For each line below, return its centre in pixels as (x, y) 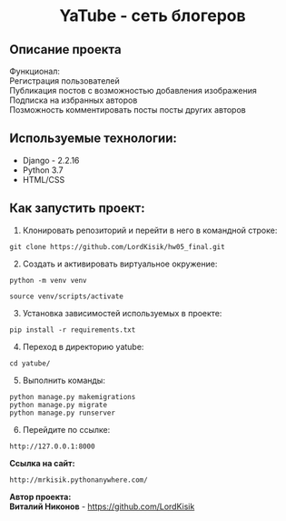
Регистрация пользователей (64, 81)
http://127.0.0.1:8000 (52, 446)
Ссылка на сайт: (42, 463)
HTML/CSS (44, 179)
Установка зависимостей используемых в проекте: (122, 313)
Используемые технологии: (93, 139)
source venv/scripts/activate (67, 296)
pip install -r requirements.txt (73, 330)
